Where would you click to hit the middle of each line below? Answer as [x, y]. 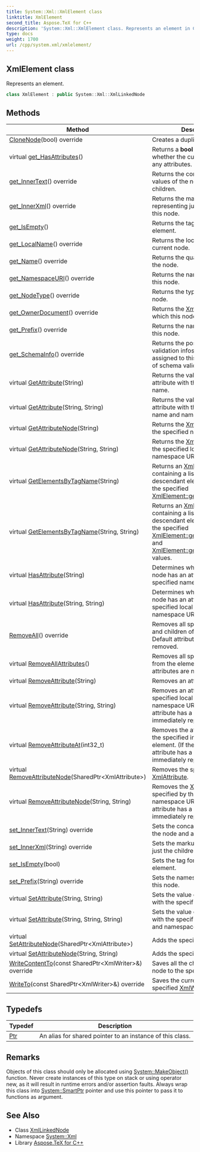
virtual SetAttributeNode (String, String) [64, 953]
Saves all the [169, 964]
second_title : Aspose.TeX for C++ [49, 23]
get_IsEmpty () [29, 227]
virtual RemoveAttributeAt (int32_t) [57, 745]
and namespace [174, 927]
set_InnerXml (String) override [51, 847]
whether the [169, 157]
